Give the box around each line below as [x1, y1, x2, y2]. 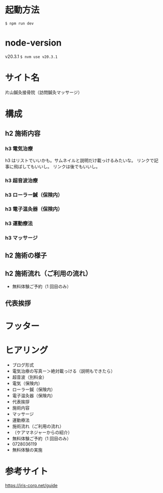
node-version [5, 37, 62, 49]
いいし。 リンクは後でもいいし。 [34, 163, 100, 169]
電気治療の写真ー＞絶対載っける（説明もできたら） [12, 368, 116, 374]
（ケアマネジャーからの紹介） [12, 430, 72, 436]
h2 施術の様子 [5, 251, 47, 259]
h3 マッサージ [5, 234, 38, 241]
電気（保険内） [12, 381, 43, 387]
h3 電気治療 [5, 145, 33, 152]
